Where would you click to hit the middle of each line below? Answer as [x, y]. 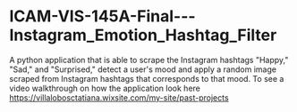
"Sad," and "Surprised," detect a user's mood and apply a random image [143, 69]
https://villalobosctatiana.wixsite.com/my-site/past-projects [119, 97]
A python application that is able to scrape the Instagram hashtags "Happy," [149, 60]
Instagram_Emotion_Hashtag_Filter [143, 35]
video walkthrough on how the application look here [105, 88]
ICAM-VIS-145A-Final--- [102, 16]
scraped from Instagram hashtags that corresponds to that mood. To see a [147, 78]
